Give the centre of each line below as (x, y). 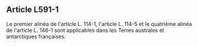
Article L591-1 (33, 10)
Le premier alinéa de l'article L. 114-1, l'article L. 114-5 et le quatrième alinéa (99, 24)
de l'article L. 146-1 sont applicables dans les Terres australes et (85, 30)
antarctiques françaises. (36, 36)
